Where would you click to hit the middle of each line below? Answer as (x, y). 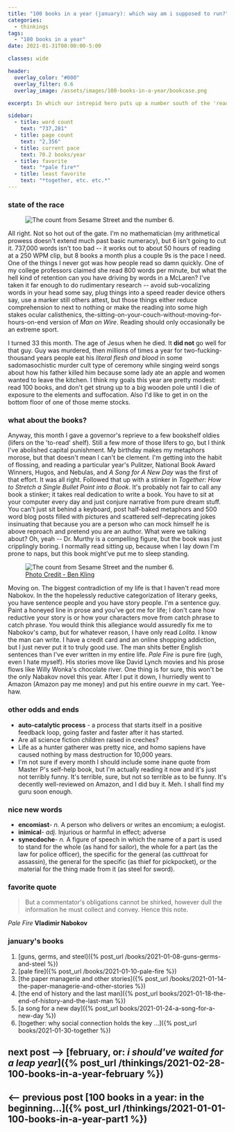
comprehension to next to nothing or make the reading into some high (108, 308)
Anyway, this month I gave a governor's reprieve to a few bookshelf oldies (114, 435)
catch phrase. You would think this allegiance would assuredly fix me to (110, 625)
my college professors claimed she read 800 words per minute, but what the (117, 270)
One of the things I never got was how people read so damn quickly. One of (116, 263)
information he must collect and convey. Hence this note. (107, 910)
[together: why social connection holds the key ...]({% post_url (107, 1023)
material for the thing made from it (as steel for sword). (97, 869)
